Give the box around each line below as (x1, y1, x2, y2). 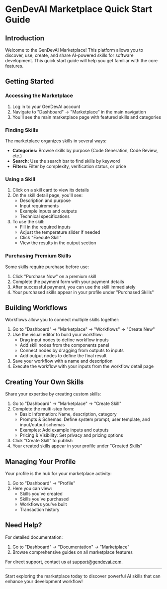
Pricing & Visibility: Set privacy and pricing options (19, 432, 123, 438)
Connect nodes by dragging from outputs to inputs (19, 347, 124, 354)
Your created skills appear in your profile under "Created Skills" (12, 443, 143, 449)
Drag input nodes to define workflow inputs (19, 337, 109, 343)
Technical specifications (19, 213, 70, 219)
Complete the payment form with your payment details (12, 279, 124, 285)
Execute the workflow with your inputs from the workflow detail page (12, 363, 154, 369)
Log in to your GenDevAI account (12, 103, 81, 109)
